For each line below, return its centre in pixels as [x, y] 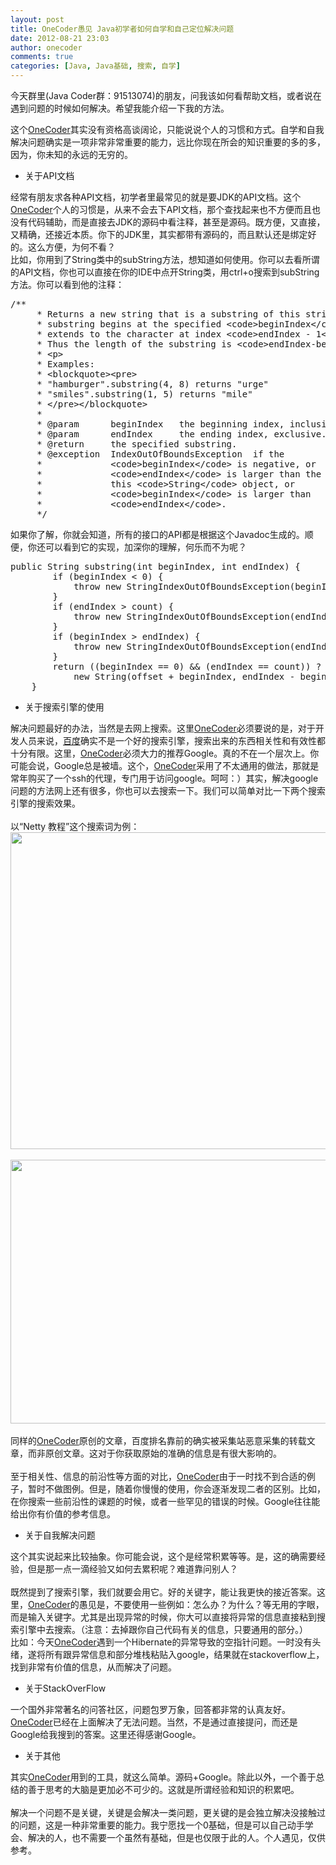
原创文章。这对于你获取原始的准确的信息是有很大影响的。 [163, 1453]
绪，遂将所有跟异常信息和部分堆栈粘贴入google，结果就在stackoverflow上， [167, 1654]
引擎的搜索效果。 [45, 803]
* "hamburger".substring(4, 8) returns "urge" [153, 384]
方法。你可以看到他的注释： [67, 284]
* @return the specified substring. [137, 444]
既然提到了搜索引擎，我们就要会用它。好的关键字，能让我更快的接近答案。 [163, 1592]
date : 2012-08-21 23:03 [60, 38]
